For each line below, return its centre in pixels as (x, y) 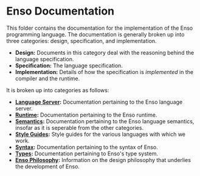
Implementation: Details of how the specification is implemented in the (104, 72)
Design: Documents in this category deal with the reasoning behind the (105, 52)
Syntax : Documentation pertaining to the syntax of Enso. (86, 147)
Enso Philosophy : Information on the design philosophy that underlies (103, 160)
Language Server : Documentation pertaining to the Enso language (99, 102)
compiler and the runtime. (47, 78)
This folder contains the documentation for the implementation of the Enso (100, 28)
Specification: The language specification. (69, 66)
